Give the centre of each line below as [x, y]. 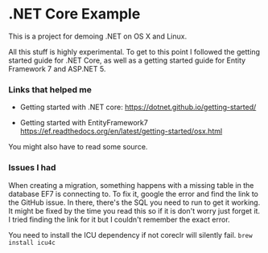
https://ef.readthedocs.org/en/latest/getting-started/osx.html [121, 131]
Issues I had [32, 168]
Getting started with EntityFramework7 [84, 123]
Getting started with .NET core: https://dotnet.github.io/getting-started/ [138, 107]
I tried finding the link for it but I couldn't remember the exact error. [120, 219]
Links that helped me [50, 89]
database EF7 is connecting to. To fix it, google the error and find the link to [134, 194]
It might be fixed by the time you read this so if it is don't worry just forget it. [134, 210]
